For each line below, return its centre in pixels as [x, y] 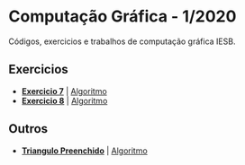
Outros [28, 129]
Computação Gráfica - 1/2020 [122, 17]
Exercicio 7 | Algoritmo [64, 91]
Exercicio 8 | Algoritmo [64, 100]
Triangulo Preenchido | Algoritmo [84, 151]
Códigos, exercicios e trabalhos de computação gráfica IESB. [122, 41]
